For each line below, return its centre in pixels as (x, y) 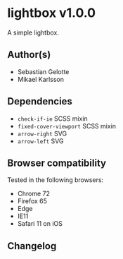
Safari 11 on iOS (40, 224)
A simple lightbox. (33, 32)
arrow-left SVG (40, 141)
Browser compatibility (57, 163)
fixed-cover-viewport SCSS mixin (66, 126)
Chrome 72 (34, 194)
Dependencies (40, 101)
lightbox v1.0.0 (52, 13)
